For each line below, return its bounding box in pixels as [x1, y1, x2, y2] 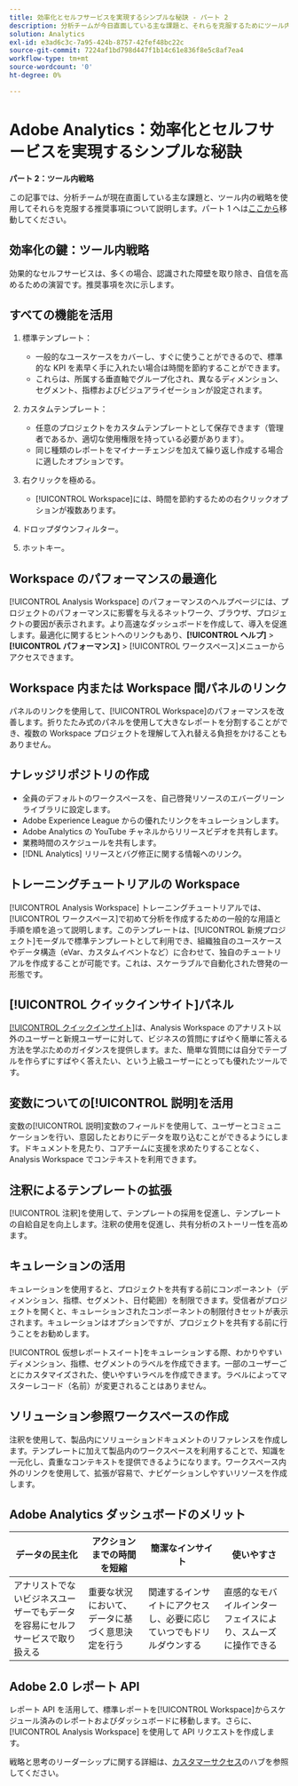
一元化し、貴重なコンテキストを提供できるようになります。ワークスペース [9, 1456, 279, 1467]
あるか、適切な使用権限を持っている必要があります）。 [51, 434, 249, 444]
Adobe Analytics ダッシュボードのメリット [9, 1507, 247, 1522]
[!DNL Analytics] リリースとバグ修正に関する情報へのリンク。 [21, 848, 247, 858]
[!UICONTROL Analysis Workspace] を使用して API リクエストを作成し [9, 1726, 268, 1737]
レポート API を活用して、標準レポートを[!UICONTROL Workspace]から [9, 1704, 271, 1715]
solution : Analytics [9, 29, 86, 38]
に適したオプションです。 [35, 456, 129, 466]
